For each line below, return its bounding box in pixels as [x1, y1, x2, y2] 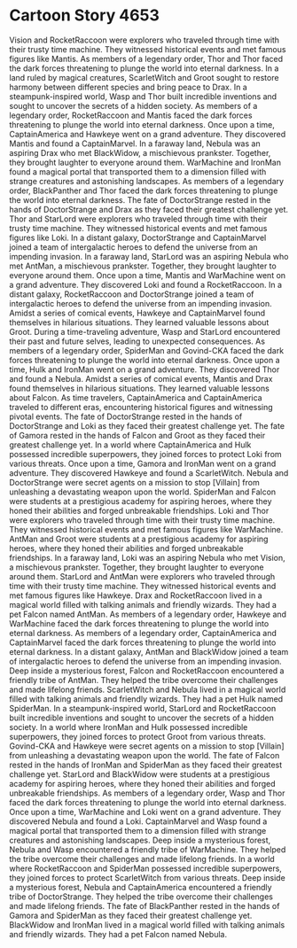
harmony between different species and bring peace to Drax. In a [9, 82, 248, 92]
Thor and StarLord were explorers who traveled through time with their [9, 214, 268, 224]
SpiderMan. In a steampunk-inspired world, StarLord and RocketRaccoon [9, 703, 277, 713]
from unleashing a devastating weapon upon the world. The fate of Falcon [9, 750, 280, 760]
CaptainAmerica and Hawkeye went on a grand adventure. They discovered [9, 128, 286, 139]
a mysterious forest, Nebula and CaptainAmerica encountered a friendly [9, 882, 272, 892]
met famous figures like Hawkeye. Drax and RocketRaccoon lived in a [9, 590, 263, 601]
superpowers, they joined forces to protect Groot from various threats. [9, 731, 266, 742]
